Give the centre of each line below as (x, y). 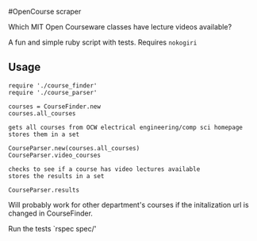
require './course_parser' (53, 92)
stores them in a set (44, 134)
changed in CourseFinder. (51, 213)
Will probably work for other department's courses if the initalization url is (128, 204)
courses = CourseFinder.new (55, 107)
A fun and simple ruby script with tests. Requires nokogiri (103, 42)
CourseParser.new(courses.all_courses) (74, 148)
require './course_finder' (53, 86)
